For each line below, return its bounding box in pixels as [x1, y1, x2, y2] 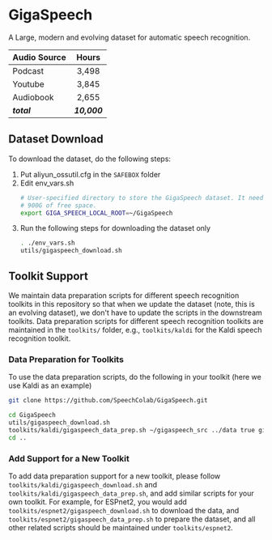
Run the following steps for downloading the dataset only [19, 223, 211, 233]
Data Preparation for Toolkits [8, 354, 124, 365]
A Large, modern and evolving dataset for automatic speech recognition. [8, 32, 251, 42]
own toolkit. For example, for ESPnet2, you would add [8, 496, 188, 507]
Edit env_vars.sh [19, 178, 74, 188]
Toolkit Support [8, 269, 89, 283]
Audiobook [12, 91, 54, 103]
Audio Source [12, 51, 66, 62]
